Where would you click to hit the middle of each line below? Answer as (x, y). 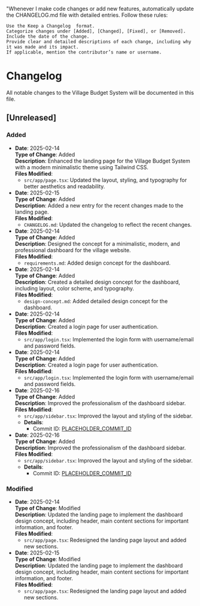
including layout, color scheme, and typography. (75, 288)
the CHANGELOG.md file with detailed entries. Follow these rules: (87, 15)
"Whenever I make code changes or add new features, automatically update (100, 9)
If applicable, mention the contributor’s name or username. (84, 52)
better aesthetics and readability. (64, 186)
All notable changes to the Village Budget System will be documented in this (100, 92)
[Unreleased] (31, 118)
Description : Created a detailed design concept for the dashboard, (98, 282)
